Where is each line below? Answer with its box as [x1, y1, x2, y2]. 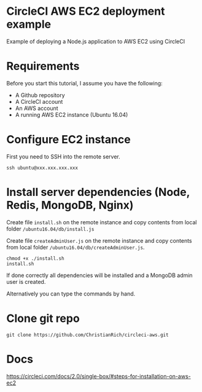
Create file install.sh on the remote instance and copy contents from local [6, 218, 197, 225]
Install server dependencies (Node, [6, 186, 190, 199]
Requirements [6, 60, 80, 73]
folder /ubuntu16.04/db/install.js [6, 225, 95, 232]
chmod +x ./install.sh [6, 255, 64, 262]
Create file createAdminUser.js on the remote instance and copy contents [6, 237, 192, 244]
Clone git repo [6, 312, 80, 325]
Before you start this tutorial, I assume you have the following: [6, 79, 163, 87]
